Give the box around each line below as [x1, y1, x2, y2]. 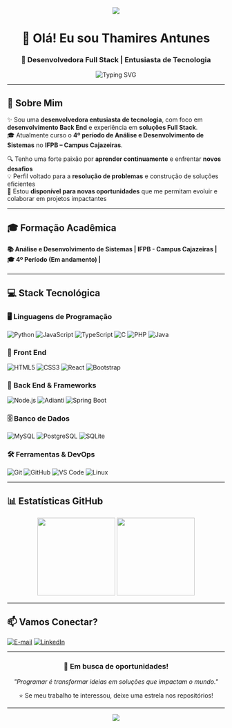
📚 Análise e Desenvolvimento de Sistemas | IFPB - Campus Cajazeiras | [7, 245, 217, 253]
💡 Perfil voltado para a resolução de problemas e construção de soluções [7, 172, 219, 180]
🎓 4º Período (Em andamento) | [7, 256, 101, 264]
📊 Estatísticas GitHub [7, 495, 104, 507]
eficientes [7, 180, 36, 189]
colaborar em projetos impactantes [7, 195, 107, 203]
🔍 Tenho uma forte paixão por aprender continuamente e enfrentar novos [7, 155, 222, 163]
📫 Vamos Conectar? [7, 616, 98, 628]
